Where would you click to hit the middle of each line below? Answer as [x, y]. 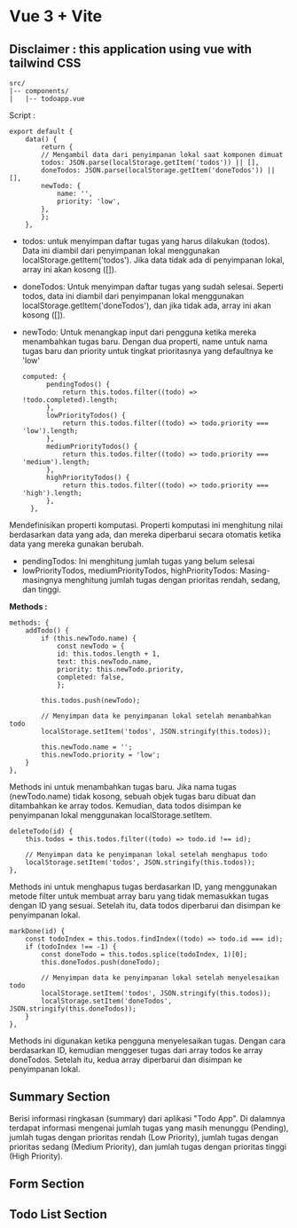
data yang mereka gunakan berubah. [77, 544]
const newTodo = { [90, 646]
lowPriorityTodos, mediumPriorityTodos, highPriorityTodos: [129, 571]
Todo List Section [59, 1214]
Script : [22, 115]
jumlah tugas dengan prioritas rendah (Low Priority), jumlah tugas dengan [144, 1137]
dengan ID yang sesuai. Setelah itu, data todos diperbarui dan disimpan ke [145, 905]
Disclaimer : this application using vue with [131, 49]
